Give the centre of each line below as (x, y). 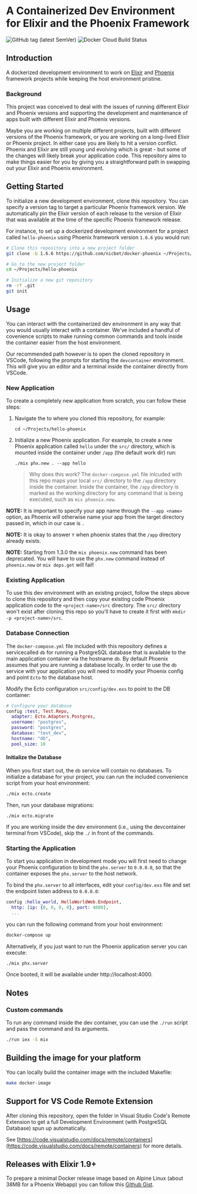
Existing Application (35, 580)
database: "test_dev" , (39, 733)
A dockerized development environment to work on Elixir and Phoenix (90, 72)
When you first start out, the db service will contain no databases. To (89, 770)
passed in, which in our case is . (45, 523)
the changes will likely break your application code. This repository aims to (96, 156)
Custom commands (35, 1010)
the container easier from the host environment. (64, 342)
